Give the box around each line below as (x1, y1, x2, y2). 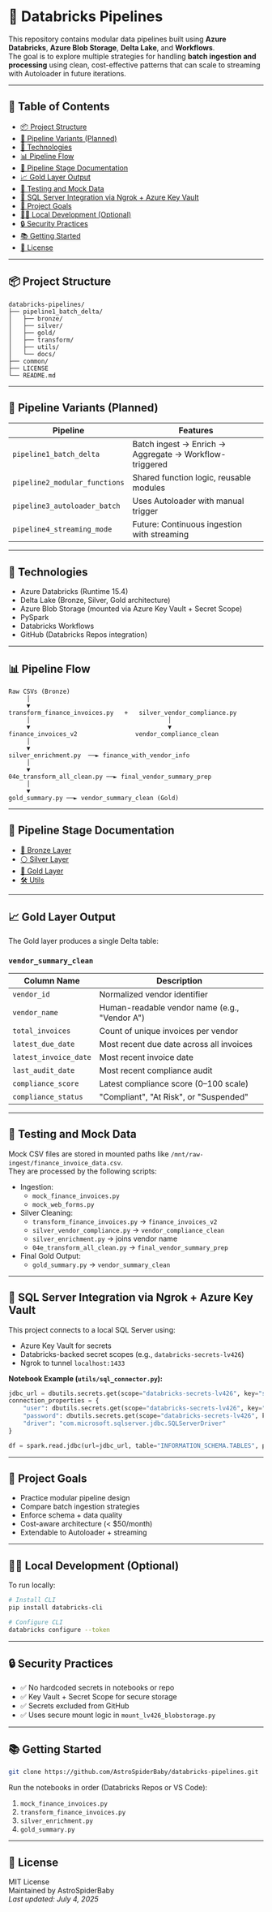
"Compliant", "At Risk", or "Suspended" (99, 1091, 249, 1102)
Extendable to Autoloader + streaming (19, 1527, 147, 1537)
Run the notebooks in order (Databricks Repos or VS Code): (8, 1783, 208, 1793)
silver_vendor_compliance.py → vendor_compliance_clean (32, 1225, 225, 1234)
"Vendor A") (99, 1012, 146, 1023)
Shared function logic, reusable (132, 472, 252, 484)
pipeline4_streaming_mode (12, 525, 113, 534)
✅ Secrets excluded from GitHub (19, 1700, 130, 1711)
